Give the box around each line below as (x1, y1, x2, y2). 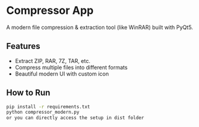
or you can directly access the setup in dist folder (6, 115, 145, 121)
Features (6, 41, 40, 51)
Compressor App (6, 4, 94, 18)
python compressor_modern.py (6, 109, 80, 116)
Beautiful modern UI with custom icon (14, 70, 109, 77)
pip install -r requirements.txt (6, 103, 90, 109)
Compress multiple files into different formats (14, 63, 128, 71)
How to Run (6, 88, 51, 98)
